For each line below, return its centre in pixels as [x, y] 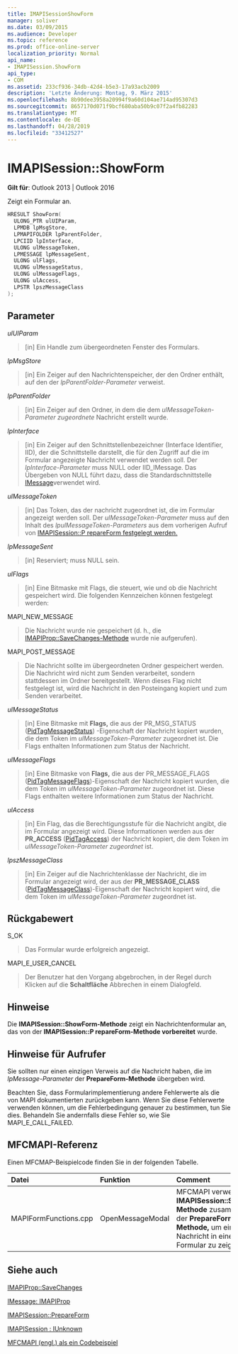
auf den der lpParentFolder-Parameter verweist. [95, 382]
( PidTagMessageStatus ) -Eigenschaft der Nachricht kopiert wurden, [124, 731]
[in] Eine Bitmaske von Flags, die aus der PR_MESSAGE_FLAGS [117, 773]
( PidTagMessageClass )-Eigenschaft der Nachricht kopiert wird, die [123, 888]
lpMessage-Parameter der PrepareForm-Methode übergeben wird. [106, 1078]
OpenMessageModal [135, 1218]
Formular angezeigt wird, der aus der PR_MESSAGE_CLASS [112, 881]
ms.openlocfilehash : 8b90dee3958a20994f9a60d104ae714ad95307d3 [103, 100]
